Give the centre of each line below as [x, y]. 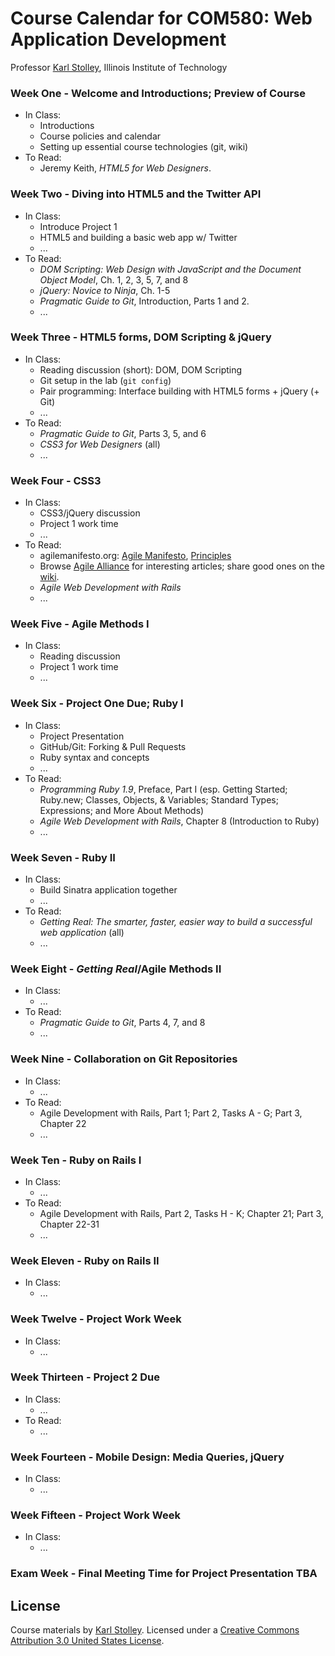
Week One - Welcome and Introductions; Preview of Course [158, 93]
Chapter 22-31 [69, 1224]
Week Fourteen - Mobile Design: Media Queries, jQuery [147, 1457]
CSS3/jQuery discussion [90, 513]
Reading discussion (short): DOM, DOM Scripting [141, 369]
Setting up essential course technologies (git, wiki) [144, 147]
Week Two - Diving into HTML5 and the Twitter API [136, 194]
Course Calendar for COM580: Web [161, 18]
